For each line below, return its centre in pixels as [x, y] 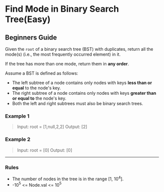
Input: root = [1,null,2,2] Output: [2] [52, 127]
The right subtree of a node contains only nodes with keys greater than [84, 93]
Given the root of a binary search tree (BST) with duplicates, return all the [79, 49]
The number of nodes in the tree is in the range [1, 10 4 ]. [68, 178]
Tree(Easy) [28, 19]
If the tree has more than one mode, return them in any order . [67, 64]
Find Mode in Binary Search [62, 9]
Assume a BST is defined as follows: [42, 73]
